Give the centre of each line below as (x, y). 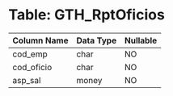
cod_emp (30, 54)
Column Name (40, 40)
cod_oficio (32, 67)
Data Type (97, 40)
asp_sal (27, 80)
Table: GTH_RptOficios (87, 15)
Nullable (141, 40)
